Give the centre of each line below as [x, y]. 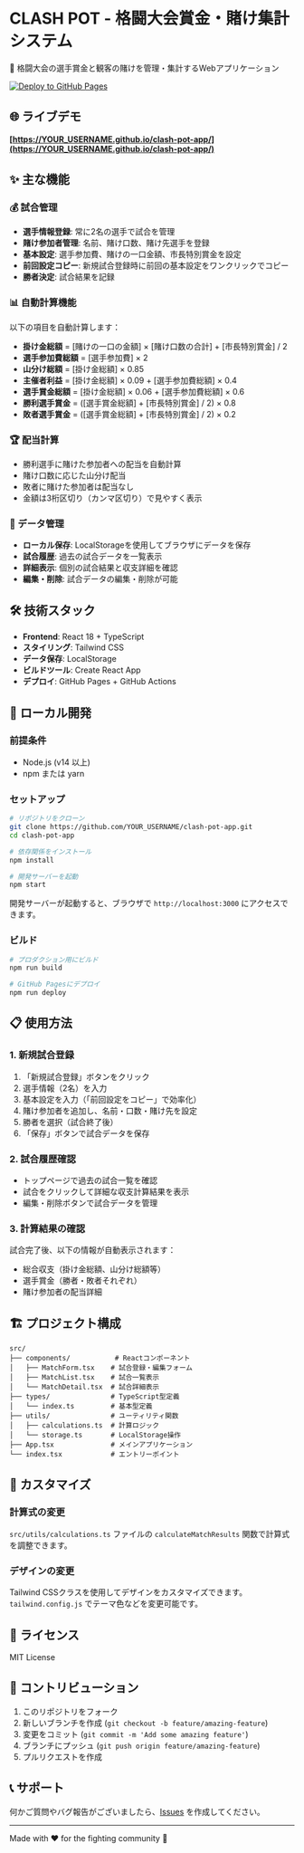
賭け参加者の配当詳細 [62, 1292]
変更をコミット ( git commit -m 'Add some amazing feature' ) [135, 1734]
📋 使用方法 [41, 1023]
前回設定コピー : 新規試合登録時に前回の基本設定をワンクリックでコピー [156, 266]
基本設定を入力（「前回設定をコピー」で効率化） [112, 1099]
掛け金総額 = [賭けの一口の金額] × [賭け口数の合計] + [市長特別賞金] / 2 [155, 346]
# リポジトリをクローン [47, 819]
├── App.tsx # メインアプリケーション [101, 1445]
